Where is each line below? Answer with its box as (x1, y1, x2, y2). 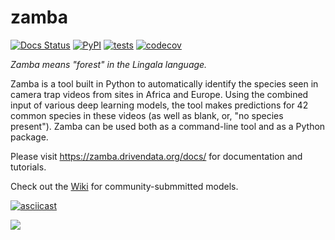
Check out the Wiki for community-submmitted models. (10, 180, 239, 192)
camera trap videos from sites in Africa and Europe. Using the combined (10, 88, 309, 100)
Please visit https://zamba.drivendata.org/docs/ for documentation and (10, 150, 303, 162)
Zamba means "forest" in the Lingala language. (10, 58, 208, 70)
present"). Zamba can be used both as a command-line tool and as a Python (10, 120, 326, 132)
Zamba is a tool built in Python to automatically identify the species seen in (10, 77, 319, 90)
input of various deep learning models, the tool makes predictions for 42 (10, 99, 309, 111)
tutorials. (10, 161, 47, 173)
